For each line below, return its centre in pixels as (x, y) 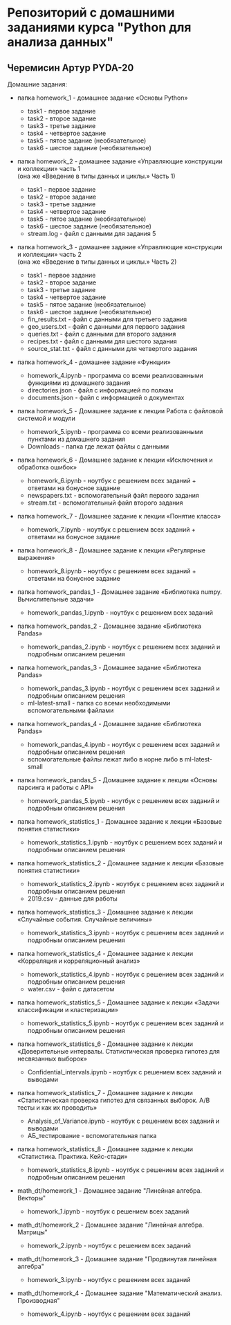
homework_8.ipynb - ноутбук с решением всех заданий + (112, 571)
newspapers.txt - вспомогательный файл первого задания (113, 495)
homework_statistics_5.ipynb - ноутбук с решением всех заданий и (126, 1023)
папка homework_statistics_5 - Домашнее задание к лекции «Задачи (118, 1002)
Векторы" (31, 1198)
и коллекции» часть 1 (49, 169)
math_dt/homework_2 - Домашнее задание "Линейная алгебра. (110, 1225)
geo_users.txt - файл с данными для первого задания (106, 326)
